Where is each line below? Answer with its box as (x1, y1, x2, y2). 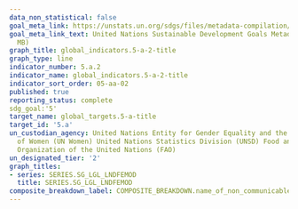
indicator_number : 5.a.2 (9, 63, 101, 72)
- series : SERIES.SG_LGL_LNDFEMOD (9, 170, 137, 179)
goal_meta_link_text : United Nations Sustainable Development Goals (9, 29, 268, 38)
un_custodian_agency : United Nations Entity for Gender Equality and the (9, 129, 288, 138)
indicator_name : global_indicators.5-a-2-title (9, 71, 189, 80)
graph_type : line (9, 54, 74, 63)
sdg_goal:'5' (9, 104, 58, 113)
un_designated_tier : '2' (9, 153, 101, 163)
